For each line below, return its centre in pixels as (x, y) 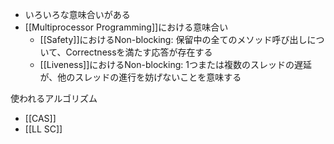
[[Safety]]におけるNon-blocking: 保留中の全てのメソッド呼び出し (173, 39)
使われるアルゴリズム (54, 98)
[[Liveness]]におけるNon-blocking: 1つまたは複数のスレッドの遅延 (175, 64)
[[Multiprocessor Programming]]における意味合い (126, 27)
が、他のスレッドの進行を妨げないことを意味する (140, 77)
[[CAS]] (40, 118)
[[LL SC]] (43, 129)
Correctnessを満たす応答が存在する (139, 52)
